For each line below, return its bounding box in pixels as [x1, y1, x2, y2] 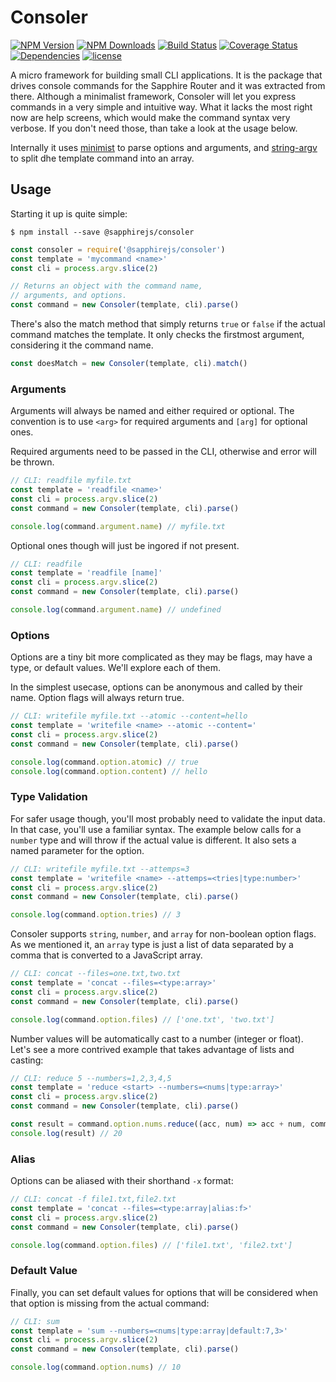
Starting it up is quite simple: [10, 207, 128, 220]
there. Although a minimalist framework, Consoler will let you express [10, 90, 297, 102]
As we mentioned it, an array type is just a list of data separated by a [10, 939, 294, 951]
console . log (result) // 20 [10, 1128, 123, 1138]
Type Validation [10, 790, 88, 804]
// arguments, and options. [10, 291, 128, 301]
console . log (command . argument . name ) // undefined [10, 605, 222, 615]
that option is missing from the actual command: [10, 1297, 210, 1309]
